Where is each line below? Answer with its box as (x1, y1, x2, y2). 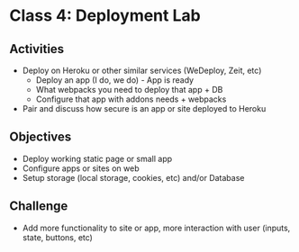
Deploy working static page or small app (22, 153, 173, 164)
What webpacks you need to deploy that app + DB (35, 85, 223, 94)
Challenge (9, 199, 68, 214)
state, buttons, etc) (22, 231, 93, 243)
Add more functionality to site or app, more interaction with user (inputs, (22, 222, 291, 233)
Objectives (9, 130, 72, 145)
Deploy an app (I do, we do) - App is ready (35, 75, 195, 85)
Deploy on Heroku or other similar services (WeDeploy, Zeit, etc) (22, 65, 262, 76)
